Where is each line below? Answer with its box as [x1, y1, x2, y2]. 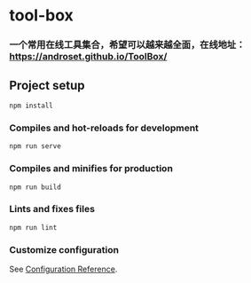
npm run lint [9, 223, 58, 232]
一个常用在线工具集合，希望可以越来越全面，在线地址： [9, 39, 246, 51]
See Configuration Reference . [9, 263, 118, 275]
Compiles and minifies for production [9, 162, 173, 175]
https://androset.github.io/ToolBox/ [9, 51, 168, 63]
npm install [9, 101, 53, 110]
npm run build [9, 183, 62, 192]
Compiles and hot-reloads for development [9, 122, 200, 134]
